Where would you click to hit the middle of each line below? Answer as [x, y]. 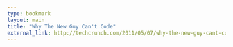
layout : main [26, 20]
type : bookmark [29, 13]
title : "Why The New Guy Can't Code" [62, 26]
